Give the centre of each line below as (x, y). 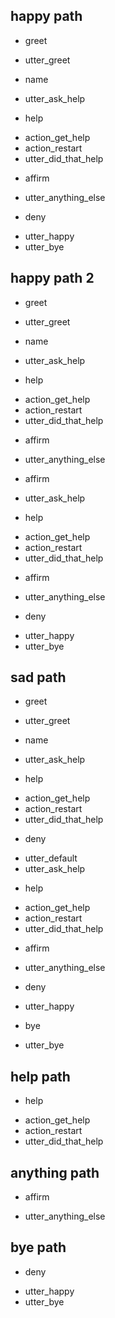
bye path (38, 1247)
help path (40, 1076)
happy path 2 (52, 278)
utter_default (51, 858)
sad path (38, 677)
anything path (55, 1172)
